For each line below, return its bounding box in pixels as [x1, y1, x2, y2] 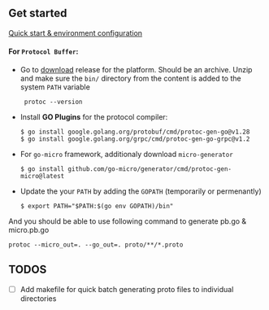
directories [20, 293, 57, 303]
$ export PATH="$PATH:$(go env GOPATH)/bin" [20, 203, 174, 211]
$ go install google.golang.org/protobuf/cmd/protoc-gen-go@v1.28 [20, 128, 250, 137]
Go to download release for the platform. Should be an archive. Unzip [20, 65, 253, 75]
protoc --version [24, 98, 83, 107]
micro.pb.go [8, 225, 50, 235]
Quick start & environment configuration [8, 28, 143, 37]
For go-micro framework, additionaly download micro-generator [20, 150, 233, 159]
